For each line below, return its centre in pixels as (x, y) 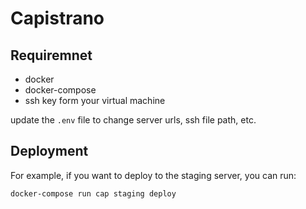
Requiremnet (51, 55)
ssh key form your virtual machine (95, 100)
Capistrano (57, 18)
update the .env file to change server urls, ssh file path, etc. (133, 120)
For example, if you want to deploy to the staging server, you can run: (153, 175)
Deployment (49, 151)
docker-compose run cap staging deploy (93, 193)
